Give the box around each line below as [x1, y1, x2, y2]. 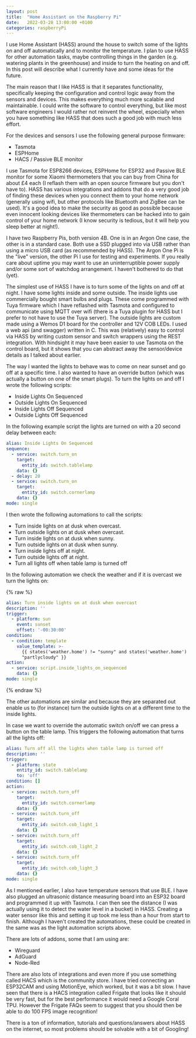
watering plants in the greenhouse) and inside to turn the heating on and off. [6, 60, 190, 67]
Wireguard [14, 947, 40, 954]
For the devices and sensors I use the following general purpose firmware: [6, 132, 185, 139]
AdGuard [14, 953, 37, 960]
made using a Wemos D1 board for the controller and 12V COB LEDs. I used [6, 320, 187, 328]
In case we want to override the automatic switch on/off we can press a [6, 721, 179, 729]
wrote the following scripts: [6, 382, 72, 389]
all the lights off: [6, 734, 45, 741]
